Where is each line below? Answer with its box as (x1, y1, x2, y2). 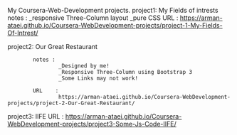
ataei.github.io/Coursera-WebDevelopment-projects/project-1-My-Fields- (7, 21, 223, 29)
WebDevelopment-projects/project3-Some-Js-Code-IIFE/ (7, 120, 177, 128)
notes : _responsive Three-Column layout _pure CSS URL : (7, 13, 179, 22)
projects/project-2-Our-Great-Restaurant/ (7, 99, 135, 107)
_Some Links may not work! (58, 75, 139, 82)
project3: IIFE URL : (7, 112, 64, 120)
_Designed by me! (58, 63, 110, 70)
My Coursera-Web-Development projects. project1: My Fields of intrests (7, 6, 218, 14)
